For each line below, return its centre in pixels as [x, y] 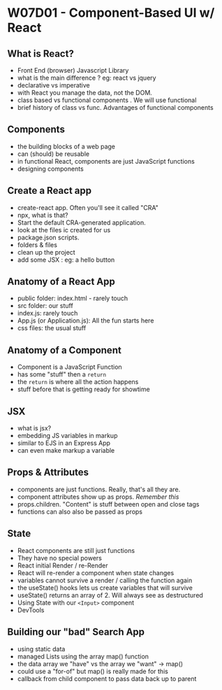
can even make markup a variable [66, 451]
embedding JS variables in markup [67, 436]
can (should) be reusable [53, 154]
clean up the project [46, 252]
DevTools [31, 610]
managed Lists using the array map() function [83, 656]
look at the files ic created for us [64, 230]
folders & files [37, 245]
